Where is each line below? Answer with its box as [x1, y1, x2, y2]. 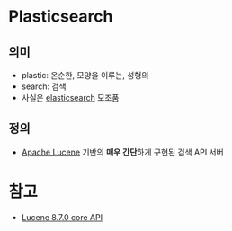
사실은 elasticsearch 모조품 [21, 93, 120, 102]
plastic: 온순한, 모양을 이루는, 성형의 [21, 70, 149, 80]
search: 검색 [21, 81, 67, 92]
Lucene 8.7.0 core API [21, 211, 103, 222]
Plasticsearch [8, 6, 113, 27]
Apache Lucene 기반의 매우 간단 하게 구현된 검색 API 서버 [21, 147, 224, 157]
